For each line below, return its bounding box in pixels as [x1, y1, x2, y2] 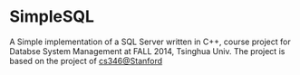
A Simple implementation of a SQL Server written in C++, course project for [9, 36, 292, 47]
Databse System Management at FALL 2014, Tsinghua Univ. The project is [9, 45, 285, 56]
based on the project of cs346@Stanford [9, 55, 163, 66]
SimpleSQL [9, 6, 95, 27]
